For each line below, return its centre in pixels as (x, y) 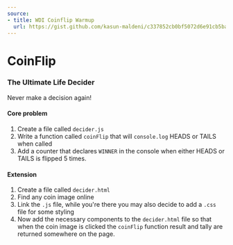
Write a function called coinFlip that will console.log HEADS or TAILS (117, 137)
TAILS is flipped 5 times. (52, 159)
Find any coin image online (56, 197)
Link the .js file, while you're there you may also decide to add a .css (116, 205)
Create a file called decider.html (63, 190)
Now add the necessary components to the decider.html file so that (114, 219)
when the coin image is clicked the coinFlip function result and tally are (120, 227)
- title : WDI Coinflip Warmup (51, 20)
